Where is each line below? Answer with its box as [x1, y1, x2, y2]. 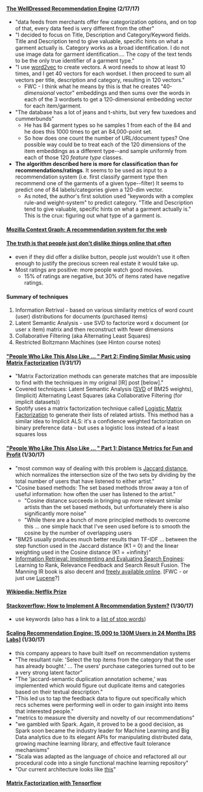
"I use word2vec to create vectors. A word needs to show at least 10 [15, 64, 186, 71]
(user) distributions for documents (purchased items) [15, 313, 148, 320]
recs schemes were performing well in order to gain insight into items [15, 701, 188, 708]
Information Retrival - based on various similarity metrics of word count [15, 307, 194, 314]
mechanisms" [15, 746, 50, 753]
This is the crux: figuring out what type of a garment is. [24, 212, 162, 219]
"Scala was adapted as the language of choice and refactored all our [15, 753, 187, 760]
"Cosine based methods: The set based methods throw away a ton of [15, 483, 189, 491]
